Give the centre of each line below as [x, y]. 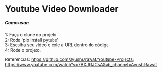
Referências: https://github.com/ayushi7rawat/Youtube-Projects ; [70, 59]
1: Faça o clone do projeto [31, 35]
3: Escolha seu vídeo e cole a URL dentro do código [57, 45]
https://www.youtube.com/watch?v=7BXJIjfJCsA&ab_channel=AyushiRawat [81, 65]
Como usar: [17, 22]
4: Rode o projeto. [23, 50]
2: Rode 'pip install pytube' [32, 40]
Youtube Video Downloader [62, 9]
